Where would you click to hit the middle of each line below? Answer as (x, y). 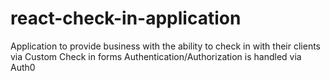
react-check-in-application (126, 18)
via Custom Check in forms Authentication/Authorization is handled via (156, 56)
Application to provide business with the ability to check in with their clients (165, 46)
